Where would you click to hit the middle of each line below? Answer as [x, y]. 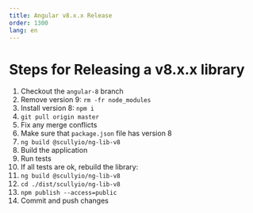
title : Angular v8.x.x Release [61, 15]
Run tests [36, 158]
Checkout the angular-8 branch [72, 91]
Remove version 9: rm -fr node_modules [86, 100]
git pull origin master [60, 117]
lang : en [23, 30]
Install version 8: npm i [57, 108]
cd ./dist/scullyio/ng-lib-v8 [71, 184]
